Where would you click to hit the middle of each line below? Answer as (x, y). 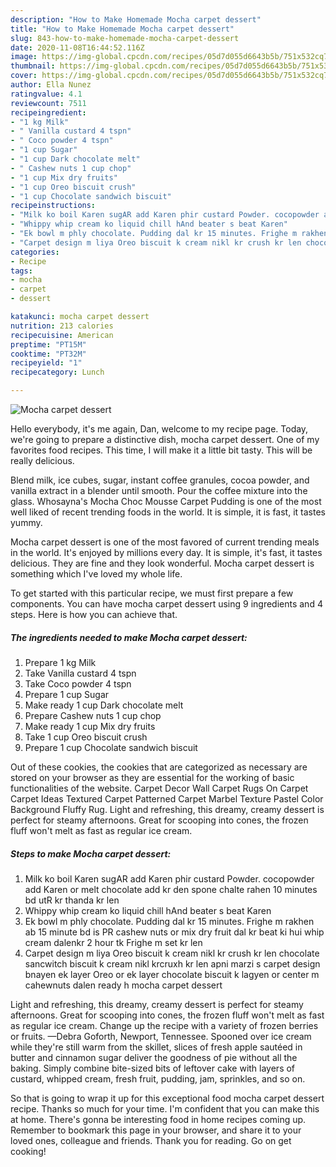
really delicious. (42, 460)
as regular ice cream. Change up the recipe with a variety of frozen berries (164, 1025)
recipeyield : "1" (46, 363)
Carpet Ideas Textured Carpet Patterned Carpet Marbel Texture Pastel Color (167, 798)
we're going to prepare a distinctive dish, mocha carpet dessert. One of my (165, 439)
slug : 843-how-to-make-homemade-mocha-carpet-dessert (125, 38)
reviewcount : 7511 (48, 103)
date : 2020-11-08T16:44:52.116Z (77, 47)
